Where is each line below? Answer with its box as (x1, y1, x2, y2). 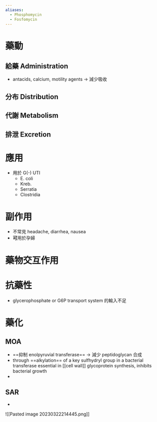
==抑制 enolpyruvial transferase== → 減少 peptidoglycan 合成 (12, 351, 142, 357)
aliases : (5, 7, 24, 13)
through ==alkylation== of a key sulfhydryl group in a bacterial (12, 357, 143, 363)
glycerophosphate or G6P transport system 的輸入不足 (12, 297, 127, 304)
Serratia (20, 186, 37, 192)
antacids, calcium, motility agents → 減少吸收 (12, 76, 107, 82)
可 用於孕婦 (12, 235, 35, 241)
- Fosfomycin (10, 17, 37, 22)
